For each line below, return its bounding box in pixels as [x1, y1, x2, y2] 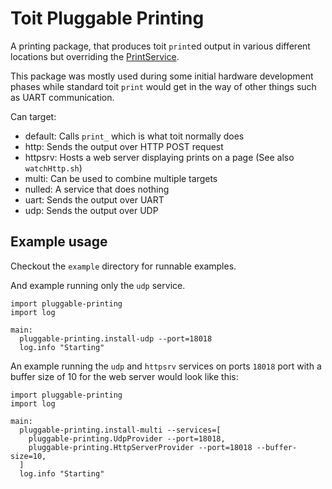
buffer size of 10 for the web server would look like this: [10, 370, 239, 382]
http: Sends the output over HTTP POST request [24, 140, 224, 152]
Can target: [10, 110, 57, 122]
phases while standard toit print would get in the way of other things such [10, 80, 317, 92]
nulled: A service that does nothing [24, 183, 170, 195]
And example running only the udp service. [10, 279, 186, 291]
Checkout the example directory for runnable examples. [10, 260, 237, 272]
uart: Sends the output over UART [24, 193, 165, 206]
